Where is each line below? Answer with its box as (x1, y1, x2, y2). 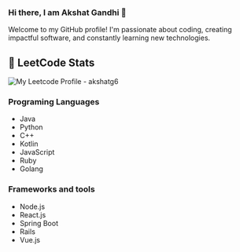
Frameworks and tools (8, 184, 96, 195)
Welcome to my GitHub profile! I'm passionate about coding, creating (8, 25, 232, 35)
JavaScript (19, 148, 55, 157)
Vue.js (19, 235, 41, 244)
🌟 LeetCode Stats (8, 56, 95, 69)
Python (19, 122, 43, 132)
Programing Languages (8, 97, 100, 108)
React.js (19, 210, 46, 219)
